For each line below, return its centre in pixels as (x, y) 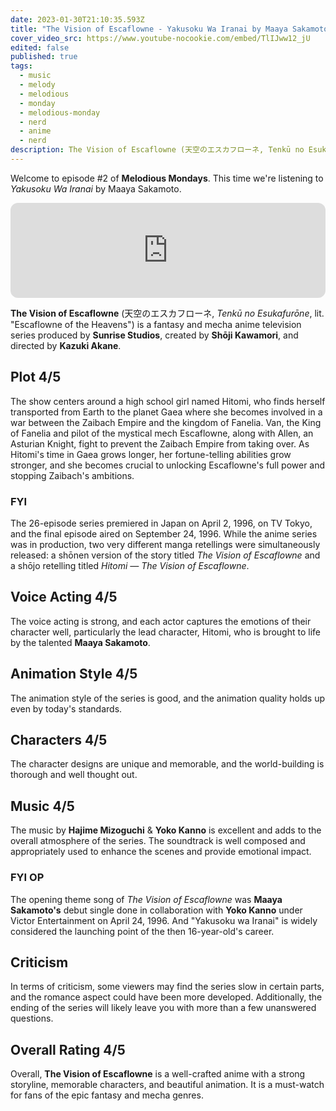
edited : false (40, 47)
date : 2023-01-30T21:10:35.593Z (77, 19)
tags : (21, 66)
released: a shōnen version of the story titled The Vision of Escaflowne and (165, 555)
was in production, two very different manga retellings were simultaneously (165, 544)
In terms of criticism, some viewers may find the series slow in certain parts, (167, 987)
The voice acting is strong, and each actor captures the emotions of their (161, 621)
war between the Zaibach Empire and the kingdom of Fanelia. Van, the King (166, 422)
